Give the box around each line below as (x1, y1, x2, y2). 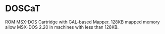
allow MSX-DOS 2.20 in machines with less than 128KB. (5, 24, 119, 30)
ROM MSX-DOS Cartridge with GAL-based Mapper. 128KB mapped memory (5, 19, 160, 25)
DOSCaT (5, 3, 41, 14)
